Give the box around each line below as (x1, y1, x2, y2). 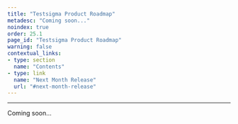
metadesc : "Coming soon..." (7, 17, 91, 24)
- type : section (7, 57, 55, 64)
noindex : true (7, 23, 50, 30)
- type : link (7, 69, 46, 77)
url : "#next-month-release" (13, 83, 97, 90)
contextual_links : (7, 50, 62, 57)
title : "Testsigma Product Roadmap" (7, 10, 115, 18)
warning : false (7, 43, 52, 50)
